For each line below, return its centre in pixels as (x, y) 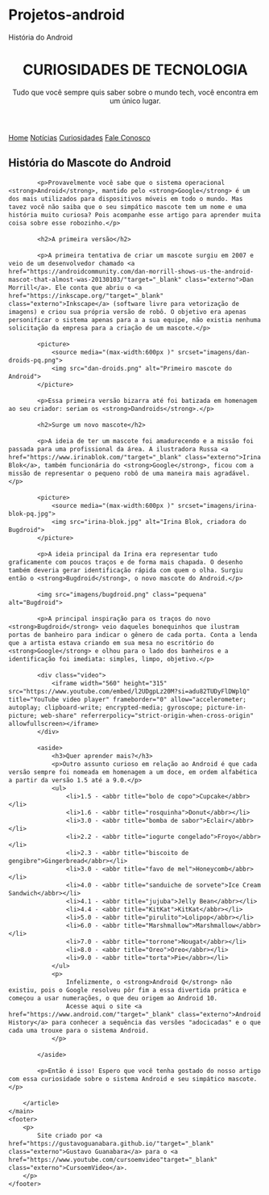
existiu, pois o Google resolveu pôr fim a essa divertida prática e (128, 990)
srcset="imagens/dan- (214, 352)
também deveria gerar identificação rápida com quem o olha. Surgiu (126, 570)
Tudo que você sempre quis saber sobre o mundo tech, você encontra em (135, 92)
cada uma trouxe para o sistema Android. (79, 1030)
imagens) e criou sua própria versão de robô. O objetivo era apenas (128, 312)
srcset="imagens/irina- (217, 505)
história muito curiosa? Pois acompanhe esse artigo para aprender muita (135, 215)
